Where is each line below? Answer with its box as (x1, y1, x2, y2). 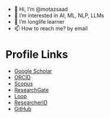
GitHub (14, 105, 32, 112)
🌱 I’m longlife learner (14, 18, 65, 25)
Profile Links (5, 48, 69, 62)
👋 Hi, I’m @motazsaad (14, 6, 69, 12)
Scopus (14, 80, 33, 87)
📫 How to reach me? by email (14, 25, 88, 32)
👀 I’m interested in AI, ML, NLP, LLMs (14, 12, 105, 19)
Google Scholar (14, 67, 53, 74)
